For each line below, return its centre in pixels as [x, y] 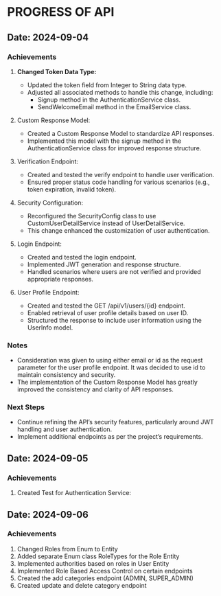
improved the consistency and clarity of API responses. [95, 389]
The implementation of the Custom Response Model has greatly [107, 382]
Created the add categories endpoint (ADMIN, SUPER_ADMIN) [105, 578]
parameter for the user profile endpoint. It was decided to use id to [111, 367]
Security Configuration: [50, 203]
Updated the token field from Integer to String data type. [107, 85]
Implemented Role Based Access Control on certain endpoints [105, 571]
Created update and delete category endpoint [82, 585]
